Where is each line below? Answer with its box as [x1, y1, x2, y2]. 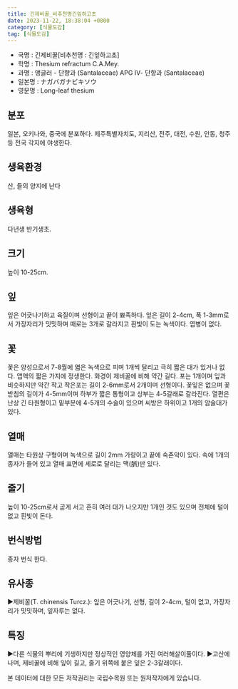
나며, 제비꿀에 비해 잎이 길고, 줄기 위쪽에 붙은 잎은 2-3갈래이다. [7, 658, 183, 667]
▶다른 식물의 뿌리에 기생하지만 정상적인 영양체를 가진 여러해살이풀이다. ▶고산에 [7, 650, 230, 658]
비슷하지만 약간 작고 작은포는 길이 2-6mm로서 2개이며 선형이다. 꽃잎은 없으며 [7, 380, 223, 389]
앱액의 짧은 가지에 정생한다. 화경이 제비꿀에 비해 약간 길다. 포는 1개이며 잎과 [16, 372, 227, 380]
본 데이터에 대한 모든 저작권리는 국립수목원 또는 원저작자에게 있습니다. [7, 674, 202, 683]
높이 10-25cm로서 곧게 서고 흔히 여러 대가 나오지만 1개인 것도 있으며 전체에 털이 [7, 502, 229, 511]
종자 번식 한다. [7, 554, 48, 563]
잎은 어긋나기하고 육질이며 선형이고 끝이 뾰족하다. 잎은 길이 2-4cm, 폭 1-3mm [7, 311, 224, 319]
